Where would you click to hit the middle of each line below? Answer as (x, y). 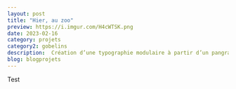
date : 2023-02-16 (33, 33)
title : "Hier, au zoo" (40, 20)
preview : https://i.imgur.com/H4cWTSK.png (70, 27)
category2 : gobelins (38, 46)
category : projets (34, 40)
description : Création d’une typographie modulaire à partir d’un (108, 53)
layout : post (26, 14)
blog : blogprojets (34, 60)
